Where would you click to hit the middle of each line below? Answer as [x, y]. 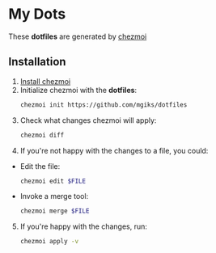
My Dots [37, 14]
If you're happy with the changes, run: [84, 226]
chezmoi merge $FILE [55, 211]
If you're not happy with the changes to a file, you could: [114, 150]
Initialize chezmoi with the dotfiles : [78, 90]
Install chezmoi [45, 81]
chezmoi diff [42, 135]
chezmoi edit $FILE [53, 181]
